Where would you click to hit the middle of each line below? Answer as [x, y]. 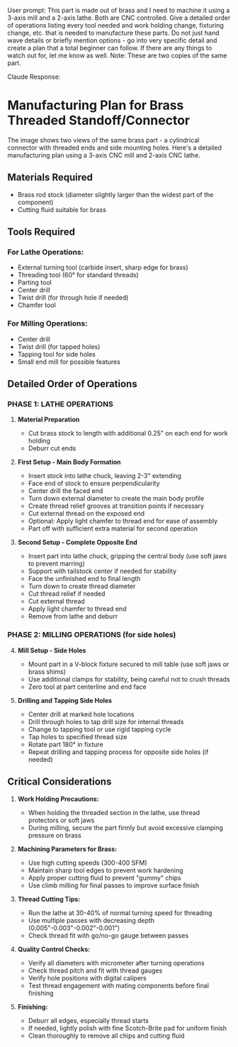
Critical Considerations [59, 782]
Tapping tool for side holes [57, 354]
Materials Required [50, 178]
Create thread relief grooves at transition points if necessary [116, 506]
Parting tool [34, 282]
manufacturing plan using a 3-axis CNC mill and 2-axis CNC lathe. [104, 155]
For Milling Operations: [47, 323]
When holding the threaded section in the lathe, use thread [114, 812]
